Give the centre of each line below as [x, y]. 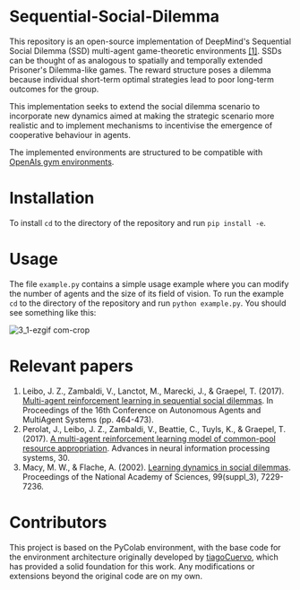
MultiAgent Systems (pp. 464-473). [88, 420]
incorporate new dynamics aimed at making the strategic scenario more [142, 116]
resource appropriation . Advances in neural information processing [146, 448]
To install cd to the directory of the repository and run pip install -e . [138, 222]
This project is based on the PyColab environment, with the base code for [145, 547]
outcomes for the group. [54, 89]
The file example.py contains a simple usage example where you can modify [149, 283]
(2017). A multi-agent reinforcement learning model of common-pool [149, 438]
